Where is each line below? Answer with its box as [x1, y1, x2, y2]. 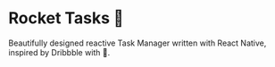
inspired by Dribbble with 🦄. [8, 46, 111, 57]
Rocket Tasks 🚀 [8, 8, 124, 29]
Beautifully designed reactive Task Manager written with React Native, [8, 38, 267, 48]
